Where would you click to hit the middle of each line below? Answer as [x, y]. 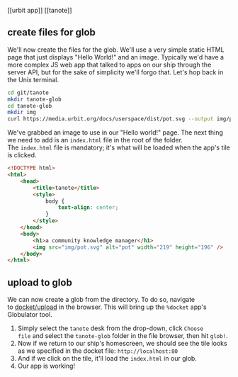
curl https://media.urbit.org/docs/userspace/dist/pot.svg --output [110, 119]
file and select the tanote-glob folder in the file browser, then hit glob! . [123, 336]
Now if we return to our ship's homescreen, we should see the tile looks [123, 344]
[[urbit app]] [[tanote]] [40, 10]
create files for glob [51, 32]
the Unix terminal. [33, 79]
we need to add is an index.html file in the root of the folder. [95, 140]
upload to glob [40, 282]
